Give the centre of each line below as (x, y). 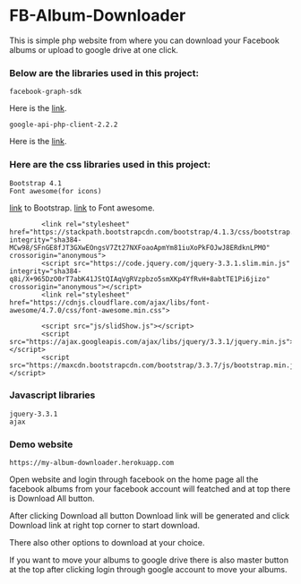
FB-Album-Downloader (98, 16)
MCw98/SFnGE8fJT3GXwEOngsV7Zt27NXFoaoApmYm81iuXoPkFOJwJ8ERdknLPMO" (140, 247)
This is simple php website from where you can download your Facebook (144, 40)
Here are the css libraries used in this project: (110, 165)
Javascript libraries (52, 395)
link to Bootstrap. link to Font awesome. (82, 208)
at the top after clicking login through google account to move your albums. (148, 570)
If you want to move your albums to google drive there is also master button (149, 560)
